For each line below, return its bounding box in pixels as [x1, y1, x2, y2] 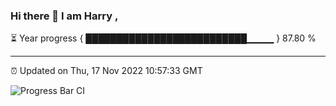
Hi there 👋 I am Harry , [10, 9, 119, 23]
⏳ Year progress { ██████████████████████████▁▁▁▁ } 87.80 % [10, 32, 317, 44]
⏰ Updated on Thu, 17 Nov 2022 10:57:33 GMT [10, 65, 203, 77]
